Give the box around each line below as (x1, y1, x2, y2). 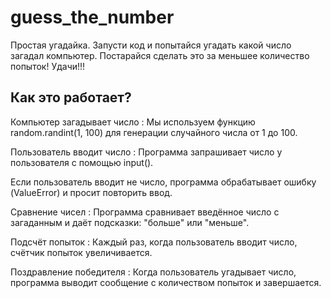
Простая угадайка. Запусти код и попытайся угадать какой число (10, 39, 292, 51)
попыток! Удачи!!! (10, 60, 86, 72)
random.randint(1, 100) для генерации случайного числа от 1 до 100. (10, 126, 298, 138)
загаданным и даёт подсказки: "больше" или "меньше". (10, 216, 250, 228)
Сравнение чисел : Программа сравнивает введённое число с (10, 206, 280, 218)
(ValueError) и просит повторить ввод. (10, 186, 173, 198)
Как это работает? (10, 89, 132, 106)
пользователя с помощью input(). (10, 156, 154, 168)
